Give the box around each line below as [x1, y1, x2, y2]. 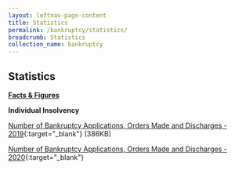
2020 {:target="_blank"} [8, 152, 85, 161]
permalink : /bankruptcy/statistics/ [8, 26, 128, 34]
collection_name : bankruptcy [8, 41, 103, 49]
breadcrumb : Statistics [8, 33, 86, 42]
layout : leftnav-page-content [8, 11, 107, 20]
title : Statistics [8, 19, 68, 27]
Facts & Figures [8, 90, 60, 99]
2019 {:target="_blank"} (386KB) [8, 128, 112, 138]
